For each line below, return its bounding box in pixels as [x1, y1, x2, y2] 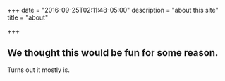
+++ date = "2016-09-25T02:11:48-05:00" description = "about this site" [7, 6, 219, 14]
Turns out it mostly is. [7, 66, 71, 74]
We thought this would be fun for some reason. [7, 47, 219, 59]
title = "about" [7, 13, 48, 22]
